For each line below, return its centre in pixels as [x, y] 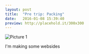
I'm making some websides [33, 46]
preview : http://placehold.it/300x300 [44, 23]
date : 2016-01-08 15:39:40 [35, 18]
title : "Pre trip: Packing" [35, 14]
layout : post [18, 9]
